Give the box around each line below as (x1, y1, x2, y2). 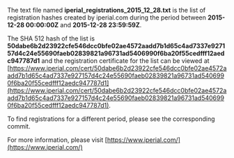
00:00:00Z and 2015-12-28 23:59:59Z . (25, 21, 142, 29)
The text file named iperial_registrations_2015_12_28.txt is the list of (7, 6, 206, 14)
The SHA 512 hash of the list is (7, 34, 95, 43)
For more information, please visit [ (7, 136, 108, 144)
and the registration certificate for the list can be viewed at (41, 57, 210, 65)
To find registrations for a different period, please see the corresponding (7, 115, 215, 123)
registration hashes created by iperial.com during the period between (7, 13, 207, 22)
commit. (7, 122, 31, 130)
